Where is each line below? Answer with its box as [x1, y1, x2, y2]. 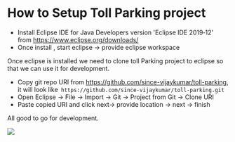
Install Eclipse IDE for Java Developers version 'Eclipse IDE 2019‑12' [17, 28, 214, 37]
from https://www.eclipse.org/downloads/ [17, 35, 139, 44]
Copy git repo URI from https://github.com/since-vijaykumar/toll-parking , [17, 77, 229, 86]
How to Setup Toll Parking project [7, 5, 206, 21]
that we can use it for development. [7, 64, 110, 72]
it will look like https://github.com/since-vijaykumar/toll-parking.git [17, 85, 224, 93]
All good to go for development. [7, 114, 100, 122]
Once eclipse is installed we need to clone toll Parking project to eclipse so [7, 56, 224, 65]
